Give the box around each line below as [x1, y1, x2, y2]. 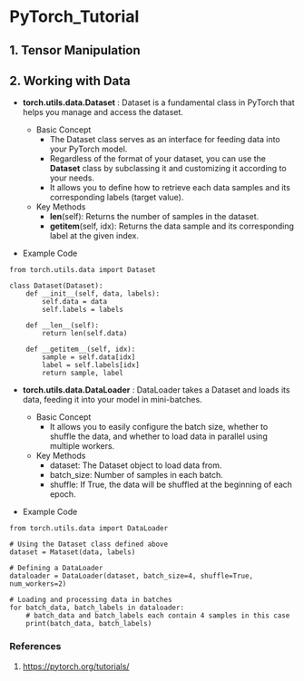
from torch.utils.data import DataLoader [9, 524, 169, 533]
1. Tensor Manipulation [9, 43, 141, 58]
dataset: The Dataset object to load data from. [49, 460, 222, 471]
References [9, 640, 62, 653]
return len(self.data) [42, 329, 128, 338]
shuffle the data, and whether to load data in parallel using [49, 431, 268, 442]
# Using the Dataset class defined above [9, 540, 169, 550]
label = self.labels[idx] [42, 361, 141, 370]
